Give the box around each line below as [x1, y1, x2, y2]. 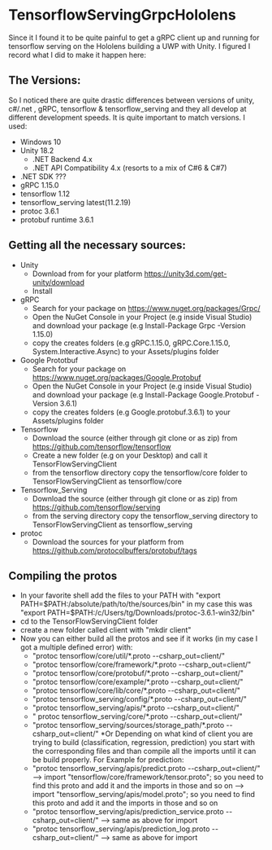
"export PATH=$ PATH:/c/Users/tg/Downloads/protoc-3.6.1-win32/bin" [19, 608, 256, 618]
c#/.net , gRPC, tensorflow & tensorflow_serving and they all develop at [8, 103, 247, 113]
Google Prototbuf [19, 355, 79, 365]
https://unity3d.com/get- [144, 269, 227, 278]
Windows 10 [19, 137, 62, 147]
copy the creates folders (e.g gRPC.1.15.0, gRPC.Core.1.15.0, [32, 338, 231, 348]
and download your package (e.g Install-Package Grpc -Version [32, 320, 246, 331]
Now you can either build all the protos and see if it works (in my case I [19, 633, 258, 644]
